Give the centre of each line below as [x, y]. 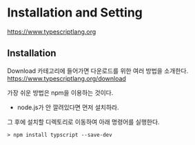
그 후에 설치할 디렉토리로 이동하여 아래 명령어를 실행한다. [83, 122]
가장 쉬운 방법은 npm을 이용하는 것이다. [60, 92]
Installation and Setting [75, 13]
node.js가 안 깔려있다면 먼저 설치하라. [68, 107]
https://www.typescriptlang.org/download [66, 78]
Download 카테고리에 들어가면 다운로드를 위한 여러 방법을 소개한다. [97, 71]
